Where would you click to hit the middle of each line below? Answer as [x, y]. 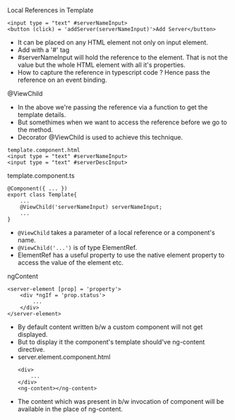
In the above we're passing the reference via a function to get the [113, 107]
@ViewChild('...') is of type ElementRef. [77, 247]
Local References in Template [50, 10]
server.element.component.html [64, 357]
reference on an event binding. [62, 80]
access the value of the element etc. [70, 263]
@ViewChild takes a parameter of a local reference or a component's [116, 233]
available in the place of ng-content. [70, 409]
